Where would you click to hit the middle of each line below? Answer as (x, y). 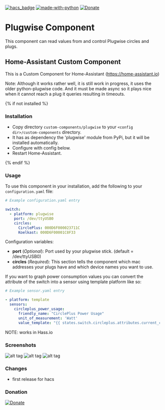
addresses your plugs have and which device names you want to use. (83, 267)
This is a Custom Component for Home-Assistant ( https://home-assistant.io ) (82, 74)
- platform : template (27, 300)
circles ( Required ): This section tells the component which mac (76, 262)
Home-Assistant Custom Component (63, 62)
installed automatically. (35, 143)
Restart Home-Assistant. (37, 153)
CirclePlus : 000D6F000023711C (49, 228)
